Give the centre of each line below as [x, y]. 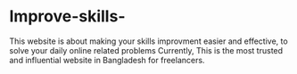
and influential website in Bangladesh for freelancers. [107, 60]
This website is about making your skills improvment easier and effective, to [148, 41]
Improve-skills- [67, 16]
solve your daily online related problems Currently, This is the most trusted [146, 50]
